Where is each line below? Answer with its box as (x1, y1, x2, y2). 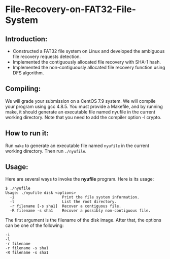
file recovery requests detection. (12, 53, 81, 60)
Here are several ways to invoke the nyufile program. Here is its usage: (5, 176, 154, 182)
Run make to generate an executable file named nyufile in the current (5, 142, 150, 149)
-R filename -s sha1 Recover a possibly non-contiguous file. (10, 208, 151, 213)
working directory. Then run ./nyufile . (5, 148, 87, 154)
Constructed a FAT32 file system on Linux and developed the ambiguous (12, 48, 165, 54)
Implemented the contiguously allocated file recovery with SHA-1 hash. (12, 59, 161, 65)
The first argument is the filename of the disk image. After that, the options (5, 217, 161, 223)
